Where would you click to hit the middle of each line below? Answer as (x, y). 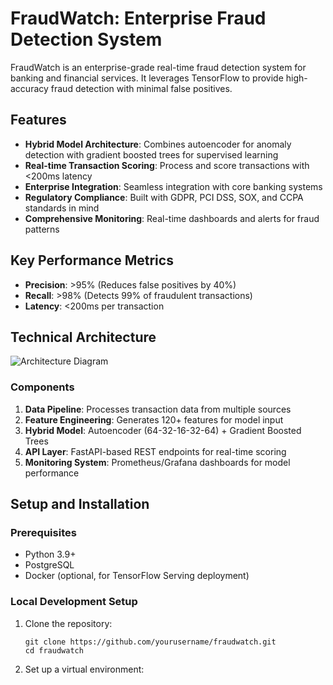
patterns (42, 229)
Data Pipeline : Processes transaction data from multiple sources (158, 409)
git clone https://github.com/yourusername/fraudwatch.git (150, 642)
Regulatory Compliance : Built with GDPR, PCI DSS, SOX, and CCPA (164, 197)
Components (42, 387)
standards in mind (62, 208)
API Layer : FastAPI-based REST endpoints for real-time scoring (155, 451)
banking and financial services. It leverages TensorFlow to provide (147, 78)
